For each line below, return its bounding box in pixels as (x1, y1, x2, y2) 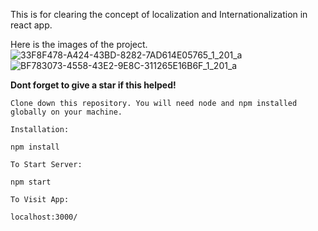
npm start (10, 177, 52, 187)
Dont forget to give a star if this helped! (10, 79, 177, 91)
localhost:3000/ (10, 212, 78, 222)
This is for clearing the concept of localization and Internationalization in (10, 9, 308, 20)
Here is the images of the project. (10, 39, 148, 50)
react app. (10, 19, 53, 31)
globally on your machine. (10, 107, 123, 117)
